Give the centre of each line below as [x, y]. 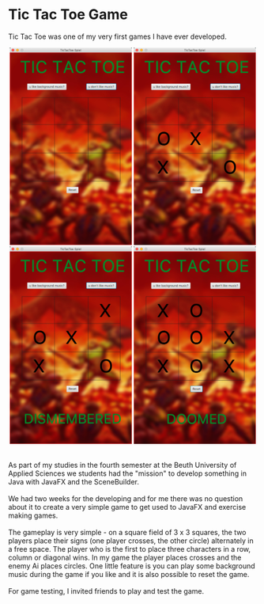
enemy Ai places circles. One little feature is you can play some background [132, 566]
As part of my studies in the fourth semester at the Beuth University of [123, 465]
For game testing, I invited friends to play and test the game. [106, 591]
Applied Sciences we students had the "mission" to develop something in [128, 473]
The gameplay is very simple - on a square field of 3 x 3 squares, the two [127, 532]
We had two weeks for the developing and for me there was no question [126, 498]
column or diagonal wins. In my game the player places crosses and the [125, 557]
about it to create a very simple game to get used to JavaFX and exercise [127, 507]
